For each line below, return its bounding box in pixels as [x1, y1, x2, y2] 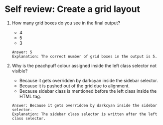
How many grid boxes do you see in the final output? [11, 20, 121, 26]
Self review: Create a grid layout [4, 3, 141, 15]
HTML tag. [19, 93, 41, 99]
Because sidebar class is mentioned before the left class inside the [19, 88, 157, 94]
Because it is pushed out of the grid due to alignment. [19, 83, 130, 89]
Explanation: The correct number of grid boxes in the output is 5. [11, 54, 158, 59]
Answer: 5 [11, 50, 33, 55]
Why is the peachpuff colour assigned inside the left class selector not [11, 62, 157, 68]
